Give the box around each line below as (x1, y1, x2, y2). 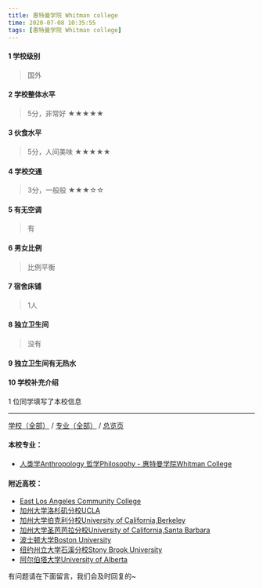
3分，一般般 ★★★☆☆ (27, 185, 104, 195)
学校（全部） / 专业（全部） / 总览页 (8, 421, 124, 430)
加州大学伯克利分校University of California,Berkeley (19, 516, 186, 525)
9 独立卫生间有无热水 (8, 358, 77, 367)
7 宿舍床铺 (8, 282, 41, 291)
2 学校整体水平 (8, 89, 56, 99)
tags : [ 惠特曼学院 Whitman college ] (8, 26, 122, 34)
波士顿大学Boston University (19, 535, 112, 545)
